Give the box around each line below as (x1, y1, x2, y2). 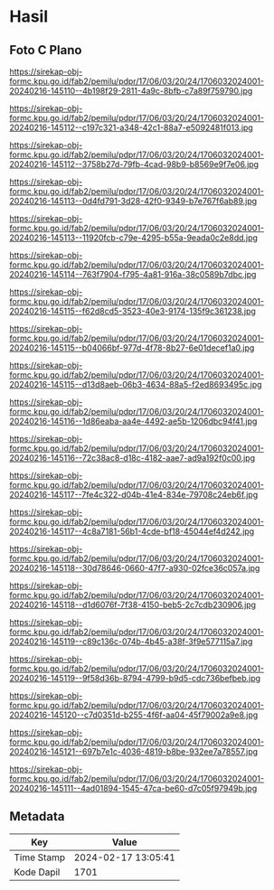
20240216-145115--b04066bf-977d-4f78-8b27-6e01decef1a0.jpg (9, 342, 255, 353)
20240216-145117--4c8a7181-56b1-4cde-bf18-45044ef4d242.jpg (9, 526, 255, 537)
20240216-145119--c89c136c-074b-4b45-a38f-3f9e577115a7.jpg (9, 636, 253, 647)
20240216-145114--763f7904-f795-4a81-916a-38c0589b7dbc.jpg (9, 269, 257, 279)
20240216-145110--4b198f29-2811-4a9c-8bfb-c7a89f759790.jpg (9, 86, 253, 96)
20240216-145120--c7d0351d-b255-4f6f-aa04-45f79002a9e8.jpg (9, 709, 259, 720)
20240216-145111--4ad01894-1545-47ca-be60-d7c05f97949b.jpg (9, 783, 258, 793)
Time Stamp (14, 851, 66, 864)
